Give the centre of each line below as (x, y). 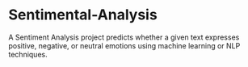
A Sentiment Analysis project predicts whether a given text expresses (124, 37)
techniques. (28, 54)
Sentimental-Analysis (83, 15)
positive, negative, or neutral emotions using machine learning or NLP (124, 45)
